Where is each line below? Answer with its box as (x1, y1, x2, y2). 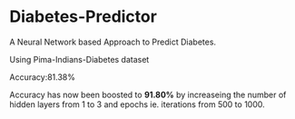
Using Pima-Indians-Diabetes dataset (9, 54, 150, 64)
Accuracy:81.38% (9, 71, 75, 83)
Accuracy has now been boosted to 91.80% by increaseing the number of (9, 89, 287, 100)
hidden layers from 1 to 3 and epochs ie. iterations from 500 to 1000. (9, 98, 265, 110)
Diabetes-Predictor (9, 6, 157, 27)
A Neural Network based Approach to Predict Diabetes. (9, 36, 216, 47)
